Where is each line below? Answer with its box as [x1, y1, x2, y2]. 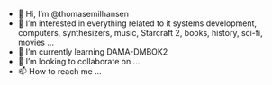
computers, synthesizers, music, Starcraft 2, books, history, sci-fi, [17, 28, 263, 38]
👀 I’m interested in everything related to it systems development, [17, 18, 258, 29]
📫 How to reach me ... [17, 66, 102, 76]
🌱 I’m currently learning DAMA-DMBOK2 [17, 47, 168, 57]
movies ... [17, 37, 55, 47]
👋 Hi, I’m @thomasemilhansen [17, 9, 129, 19]
